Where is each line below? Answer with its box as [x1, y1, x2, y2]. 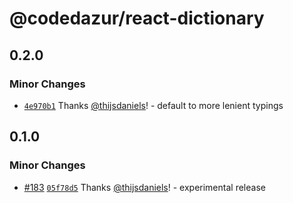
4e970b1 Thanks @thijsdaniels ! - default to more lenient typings [23, 99, 284, 111]
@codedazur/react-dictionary [9, 7, 265, 30]
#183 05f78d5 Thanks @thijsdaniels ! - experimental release [23, 181, 266, 193]
